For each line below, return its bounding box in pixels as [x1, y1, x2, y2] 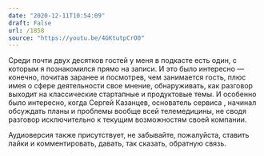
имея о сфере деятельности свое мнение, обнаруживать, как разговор [8, 81, 254, 91]
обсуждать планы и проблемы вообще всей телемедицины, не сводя [8, 107, 246, 116]
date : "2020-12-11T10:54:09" [8, 11, 106, 20]
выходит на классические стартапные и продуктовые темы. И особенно [8, 89, 257, 99]
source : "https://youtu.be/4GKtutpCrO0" [8, 33, 146, 42]
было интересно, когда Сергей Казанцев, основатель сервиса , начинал [8, 98, 257, 107]
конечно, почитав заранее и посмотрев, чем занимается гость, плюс [8, 72, 246, 82]
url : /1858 [8, 26, 45, 34]
